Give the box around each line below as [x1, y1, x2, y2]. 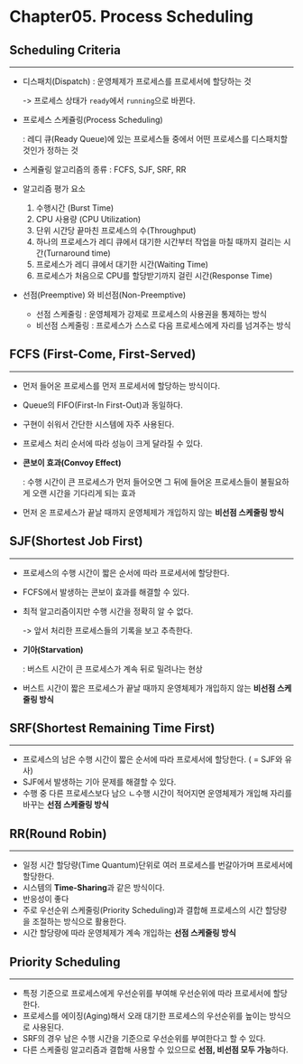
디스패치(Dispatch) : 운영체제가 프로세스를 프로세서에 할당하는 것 [22, 76, 252, 87]
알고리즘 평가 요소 [22, 184, 86, 193]
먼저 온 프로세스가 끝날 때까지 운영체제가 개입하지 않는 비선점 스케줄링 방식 [22, 506, 284, 517]
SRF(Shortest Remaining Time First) [9, 720, 216, 736]
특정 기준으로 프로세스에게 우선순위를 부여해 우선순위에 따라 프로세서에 [22, 988, 271, 999]
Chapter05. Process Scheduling [9, 6, 254, 27]
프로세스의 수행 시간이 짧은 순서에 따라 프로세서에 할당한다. [22, 567, 230, 578]
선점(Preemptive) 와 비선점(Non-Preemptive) [22, 289, 187, 300]
